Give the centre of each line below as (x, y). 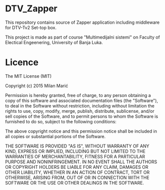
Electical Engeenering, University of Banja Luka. (54, 42)
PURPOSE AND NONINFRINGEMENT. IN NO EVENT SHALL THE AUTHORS (81, 162)
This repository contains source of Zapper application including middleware (82, 22)
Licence (22, 63)
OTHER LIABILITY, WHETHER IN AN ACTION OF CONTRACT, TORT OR (77, 172)
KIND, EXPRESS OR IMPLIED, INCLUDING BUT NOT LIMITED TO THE (75, 151)
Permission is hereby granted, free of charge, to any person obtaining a (78, 95)
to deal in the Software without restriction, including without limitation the (80, 106)
